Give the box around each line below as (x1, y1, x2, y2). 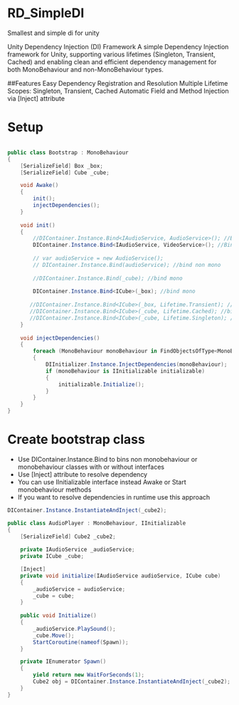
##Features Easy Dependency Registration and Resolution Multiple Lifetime (7, 78, 228, 87)
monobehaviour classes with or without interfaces (17, 462, 165, 471)
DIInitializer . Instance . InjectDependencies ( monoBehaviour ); (45, 361, 228, 368)
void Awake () (20, 182, 59, 189)
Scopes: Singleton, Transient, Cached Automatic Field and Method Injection (7, 86, 229, 95)
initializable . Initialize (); (58, 380, 144, 388)
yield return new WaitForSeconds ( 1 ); (33, 671, 144, 679)
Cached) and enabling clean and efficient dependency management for (7, 57, 217, 66)
